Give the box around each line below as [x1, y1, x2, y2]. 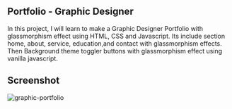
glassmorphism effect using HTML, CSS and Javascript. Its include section [7, 32, 225, 40]
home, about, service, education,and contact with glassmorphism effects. [7, 39, 223, 48]
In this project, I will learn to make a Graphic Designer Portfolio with [7, 24, 204, 32]
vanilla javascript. [7, 54, 58, 63]
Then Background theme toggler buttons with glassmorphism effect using [7, 46, 223, 55]
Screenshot [7, 75, 60, 86]
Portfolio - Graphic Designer [7, 6, 134, 18]
